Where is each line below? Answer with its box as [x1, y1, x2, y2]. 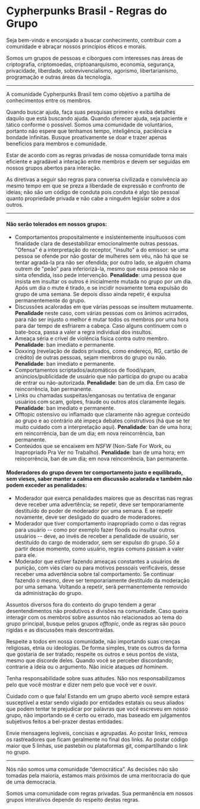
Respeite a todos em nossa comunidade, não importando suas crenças [6, 638, 180, 645]
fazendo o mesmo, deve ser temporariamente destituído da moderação [14, 577, 190, 584]
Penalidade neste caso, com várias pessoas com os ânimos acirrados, [14, 310, 189, 317]
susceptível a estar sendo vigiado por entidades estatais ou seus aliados [6, 699, 185, 707]
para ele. [14, 552, 37, 559]
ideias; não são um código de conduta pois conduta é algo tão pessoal [6, 188, 180, 195]
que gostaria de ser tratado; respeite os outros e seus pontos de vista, [6, 651, 179, 658]
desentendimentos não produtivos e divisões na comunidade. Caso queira [6, 608, 189, 615]
